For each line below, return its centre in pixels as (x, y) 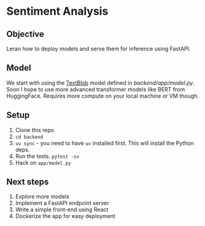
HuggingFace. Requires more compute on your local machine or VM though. (103, 96)
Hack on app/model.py (43, 162)
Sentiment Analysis (57, 11)
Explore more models (42, 197)
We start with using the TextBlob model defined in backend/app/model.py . (101, 83)
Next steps (28, 182)
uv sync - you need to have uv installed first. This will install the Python (105, 143)
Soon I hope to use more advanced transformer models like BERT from (96, 89)
